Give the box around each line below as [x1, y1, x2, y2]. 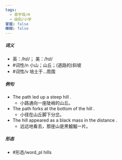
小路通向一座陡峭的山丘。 [20, 100, 73, 106]
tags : [5, 7, 17, 13]
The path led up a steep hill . [12, 94, 72, 100]
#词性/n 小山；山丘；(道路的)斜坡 [12, 62, 82, 68]
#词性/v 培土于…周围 [12, 68, 56, 74]
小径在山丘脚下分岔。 [20, 112, 64, 118]
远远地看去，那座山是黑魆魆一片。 [20, 123, 91, 129]
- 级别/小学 [10, 17, 32, 22]
